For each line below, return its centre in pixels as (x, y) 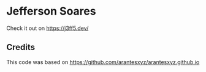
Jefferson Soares (51, 11)
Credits (21, 47)
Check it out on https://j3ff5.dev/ (48, 28)
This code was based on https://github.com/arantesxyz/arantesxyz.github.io (103, 62)
